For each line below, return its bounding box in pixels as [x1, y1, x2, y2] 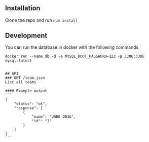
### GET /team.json [5, 75, 45, 80]
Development [5, 32, 48, 39]
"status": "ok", [14, 102, 48, 106]
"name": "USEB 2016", [31, 114, 76, 119]
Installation [5, 4, 40, 12]
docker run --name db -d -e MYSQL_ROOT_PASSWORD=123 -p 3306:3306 [5, 54, 145, 59]
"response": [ [14, 106, 43, 111]
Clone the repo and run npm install [5, 17, 78, 23]
